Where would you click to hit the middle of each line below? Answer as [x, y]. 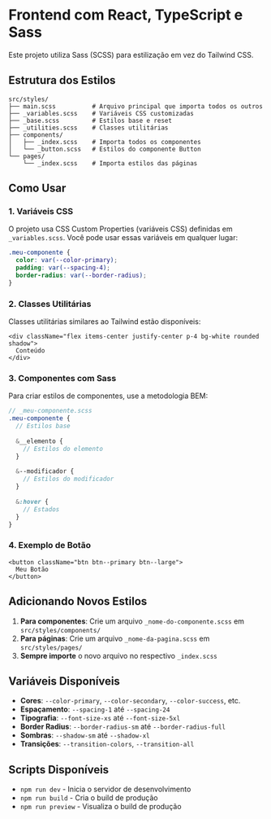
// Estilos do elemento [63, 449]
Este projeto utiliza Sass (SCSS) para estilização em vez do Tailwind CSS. [131, 55]
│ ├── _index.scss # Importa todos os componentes [105, 142]
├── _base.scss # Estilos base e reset [90, 120]
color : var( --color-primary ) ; [67, 261]
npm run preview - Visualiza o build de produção [101, 807]
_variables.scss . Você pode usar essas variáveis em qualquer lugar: [123, 238]
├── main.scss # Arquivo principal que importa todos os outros [136, 106]
